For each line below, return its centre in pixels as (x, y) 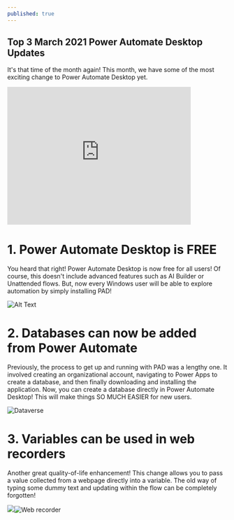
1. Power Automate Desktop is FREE (112, 250)
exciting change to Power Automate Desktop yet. (78, 77)
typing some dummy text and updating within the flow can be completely (112, 488)
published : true (31, 14)
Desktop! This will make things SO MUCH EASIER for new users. (100, 397)
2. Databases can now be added (102, 333)
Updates (26, 53)
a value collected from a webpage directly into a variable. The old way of (112, 481)
